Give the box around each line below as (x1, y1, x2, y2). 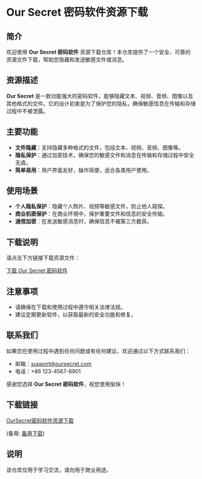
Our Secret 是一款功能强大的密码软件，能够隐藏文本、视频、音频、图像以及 (6, 92, 194, 99)
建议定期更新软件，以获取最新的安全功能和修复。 (14, 311, 136, 318)
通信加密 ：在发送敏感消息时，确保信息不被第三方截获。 (14, 218, 152, 225)
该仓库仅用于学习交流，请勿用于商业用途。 (6, 466, 112, 473)
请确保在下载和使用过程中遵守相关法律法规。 (14, 303, 126, 311)
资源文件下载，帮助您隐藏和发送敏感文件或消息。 (6, 56, 127, 63)
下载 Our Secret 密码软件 (6, 267, 68, 274)
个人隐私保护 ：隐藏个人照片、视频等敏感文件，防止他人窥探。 (14, 203, 168, 210)
